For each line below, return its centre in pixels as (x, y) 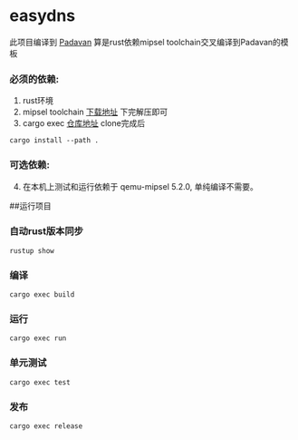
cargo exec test (40, 382)
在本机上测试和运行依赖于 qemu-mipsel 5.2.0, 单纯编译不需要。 (140, 186)
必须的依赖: (34, 79)
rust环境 (38, 101)
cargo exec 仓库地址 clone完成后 (84, 123)
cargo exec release (46, 426)
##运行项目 (30, 206)
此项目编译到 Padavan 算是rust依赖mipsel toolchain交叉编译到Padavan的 (145, 42)
